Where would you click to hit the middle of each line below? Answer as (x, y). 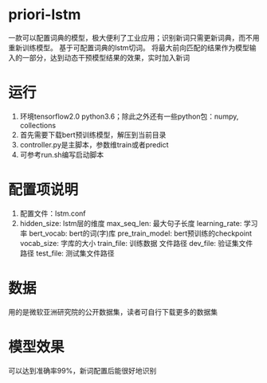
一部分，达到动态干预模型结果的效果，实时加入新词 (106, 57)
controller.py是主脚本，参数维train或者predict (94, 144)
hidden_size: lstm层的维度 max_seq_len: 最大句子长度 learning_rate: (131, 223)
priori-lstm (45, 15)
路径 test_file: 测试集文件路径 (67, 253)
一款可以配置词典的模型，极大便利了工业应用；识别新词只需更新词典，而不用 (134, 37)
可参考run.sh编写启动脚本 (62, 154)
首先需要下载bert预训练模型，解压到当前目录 (93, 135)
